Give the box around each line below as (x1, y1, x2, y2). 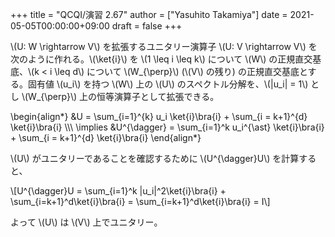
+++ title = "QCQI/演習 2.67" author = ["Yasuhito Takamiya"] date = (10, 9, 288, 20)
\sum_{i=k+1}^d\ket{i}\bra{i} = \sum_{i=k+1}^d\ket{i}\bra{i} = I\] (10, 196, 271, 207)
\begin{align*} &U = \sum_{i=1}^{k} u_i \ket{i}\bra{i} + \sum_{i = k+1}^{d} (10, 111, 308, 122)
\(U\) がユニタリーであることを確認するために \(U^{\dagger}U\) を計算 (10, 153, 300, 164)
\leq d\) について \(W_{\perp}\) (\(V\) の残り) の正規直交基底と (54, 66, 308, 77)
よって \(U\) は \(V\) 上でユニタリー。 (10, 216, 163, 228)
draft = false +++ (111, 20, 183, 32)
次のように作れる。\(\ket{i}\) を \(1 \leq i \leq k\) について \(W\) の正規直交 (10, 53, 313, 65)
